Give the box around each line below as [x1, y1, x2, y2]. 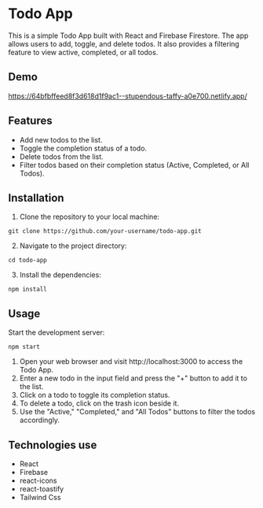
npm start [8, 343, 41, 351]
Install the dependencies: [19, 270, 102, 280]
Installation [8, 191, 64, 205]
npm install [8, 285, 47, 294]
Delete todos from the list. [19, 151, 104, 161]
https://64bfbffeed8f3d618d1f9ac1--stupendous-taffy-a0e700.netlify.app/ [8, 91, 247, 101]
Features [8, 114, 53, 128]
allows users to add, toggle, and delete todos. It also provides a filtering [8, 39, 239, 48]
